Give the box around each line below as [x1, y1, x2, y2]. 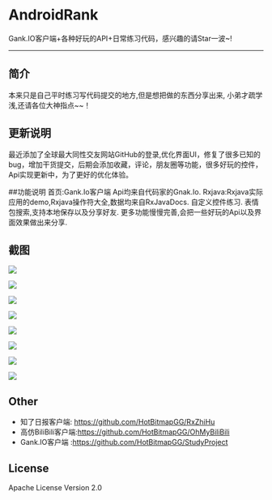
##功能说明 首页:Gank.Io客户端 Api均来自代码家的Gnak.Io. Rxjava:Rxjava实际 [8, 186, 263, 196]
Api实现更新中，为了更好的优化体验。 [8, 169, 134, 179]
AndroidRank [8, 6, 99, 24]
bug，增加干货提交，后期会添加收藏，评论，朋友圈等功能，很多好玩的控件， [8, 160, 263, 169]
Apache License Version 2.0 [8, 483, 103, 492]
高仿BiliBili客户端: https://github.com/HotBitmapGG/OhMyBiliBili [19, 427, 230, 437]
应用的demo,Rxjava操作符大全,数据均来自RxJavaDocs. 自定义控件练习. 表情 [8, 197, 259, 207]
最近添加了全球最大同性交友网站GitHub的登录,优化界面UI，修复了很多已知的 [8, 149, 261, 159]
